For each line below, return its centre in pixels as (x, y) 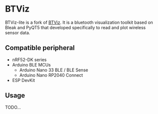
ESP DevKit (23, 80)
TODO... (13, 107)
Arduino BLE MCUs (31, 65)
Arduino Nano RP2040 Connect (51, 75)
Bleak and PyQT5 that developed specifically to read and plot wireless (75, 27)
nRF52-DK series (29, 60)
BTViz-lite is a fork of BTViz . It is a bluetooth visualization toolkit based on (79, 22)
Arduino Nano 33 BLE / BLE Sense (54, 70)
